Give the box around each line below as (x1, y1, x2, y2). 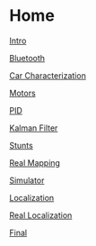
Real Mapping (9, 157, 61, 168)
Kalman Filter (9, 123, 58, 133)
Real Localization (9, 209, 73, 221)
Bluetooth (9, 52, 46, 63)
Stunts (9, 140, 33, 150)
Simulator (9, 175, 45, 186)
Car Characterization (9, 69, 87, 81)
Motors (9, 87, 36, 98)
